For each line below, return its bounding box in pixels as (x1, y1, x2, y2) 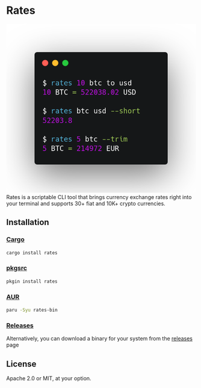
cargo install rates (6, 250, 58, 256)
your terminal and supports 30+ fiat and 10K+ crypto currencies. (6, 200, 165, 207)
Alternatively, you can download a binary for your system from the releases (6, 335, 193, 342)
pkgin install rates (6, 278, 58, 285)
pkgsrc (6, 264, 27, 273)
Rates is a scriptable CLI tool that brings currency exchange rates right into (6, 193, 192, 200)
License (6, 359, 37, 369)
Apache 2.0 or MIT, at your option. (6, 374, 91, 382)
